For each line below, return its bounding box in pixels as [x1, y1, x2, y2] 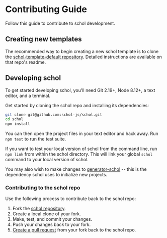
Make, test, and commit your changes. [12, 216, 92, 222]
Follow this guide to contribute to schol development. [5, 20, 116, 26]
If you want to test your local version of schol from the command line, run [5, 146, 157, 152]
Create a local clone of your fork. [12, 211, 81, 217]
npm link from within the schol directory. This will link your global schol [5, 151, 153, 157]
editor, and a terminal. [5, 92, 51, 99]
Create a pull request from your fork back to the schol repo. [12, 227, 136, 233]
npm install [5, 121, 30, 127]
